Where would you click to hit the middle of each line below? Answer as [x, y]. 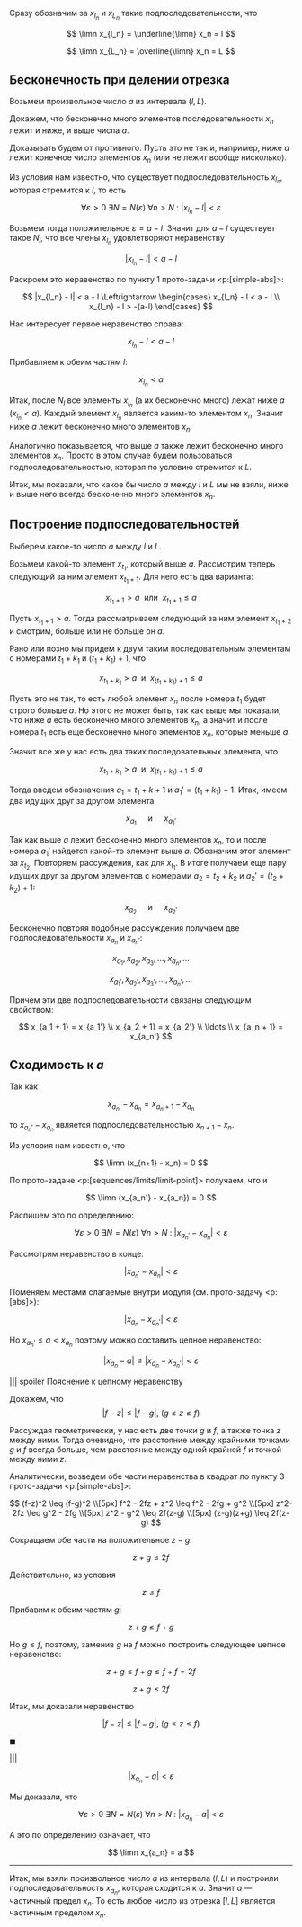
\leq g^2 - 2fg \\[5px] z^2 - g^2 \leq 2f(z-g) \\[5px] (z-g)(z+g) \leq [148, 1513]
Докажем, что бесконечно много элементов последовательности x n [142, 119]
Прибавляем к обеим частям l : [68, 362]
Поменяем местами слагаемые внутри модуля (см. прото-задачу [136, 1292]
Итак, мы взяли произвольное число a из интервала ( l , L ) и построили [144, 1878]
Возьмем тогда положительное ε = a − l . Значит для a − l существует [142, 227]
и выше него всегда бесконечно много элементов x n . [112, 495]
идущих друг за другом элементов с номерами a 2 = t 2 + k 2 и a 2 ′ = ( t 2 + [147, 877]
